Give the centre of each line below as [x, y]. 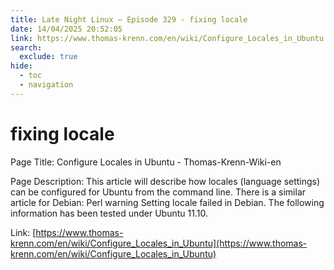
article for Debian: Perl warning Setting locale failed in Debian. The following [167, 202]
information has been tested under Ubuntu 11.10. [109, 213]
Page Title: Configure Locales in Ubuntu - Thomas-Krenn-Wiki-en [146, 162]
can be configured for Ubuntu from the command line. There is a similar [158, 192]
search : [26, 47]
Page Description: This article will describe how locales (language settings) [165, 181]
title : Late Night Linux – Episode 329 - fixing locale [129, 19]
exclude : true [48, 57]
